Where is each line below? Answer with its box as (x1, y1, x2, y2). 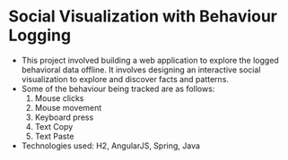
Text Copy (34, 121, 74, 131)
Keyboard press (34, 112, 94, 122)
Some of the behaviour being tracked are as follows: (21, 83, 215, 94)
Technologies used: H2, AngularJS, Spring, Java (21, 140, 201, 151)
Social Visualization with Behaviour (8, 6, 278, 27)
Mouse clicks (34, 92, 84, 104)
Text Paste (34, 131, 74, 141)
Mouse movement (34, 102, 102, 113)
